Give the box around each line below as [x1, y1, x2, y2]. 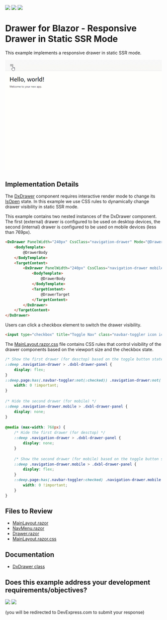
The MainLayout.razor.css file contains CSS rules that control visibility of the [5, 341, 162, 347]
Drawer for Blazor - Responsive [5, 23, 137, 34]
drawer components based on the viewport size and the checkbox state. [5, 346, 154, 352]
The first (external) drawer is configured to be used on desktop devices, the [5, 219, 161, 224]
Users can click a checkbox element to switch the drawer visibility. [5, 322, 142, 328]
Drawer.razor [12, 530, 40, 537]
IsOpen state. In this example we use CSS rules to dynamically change [5, 199, 150, 204]
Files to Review [5, 507, 53, 516]
